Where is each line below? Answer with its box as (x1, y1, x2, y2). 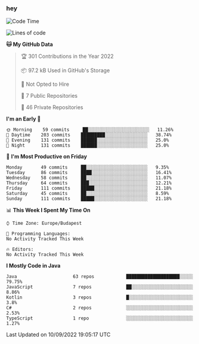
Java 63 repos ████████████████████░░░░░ (6, 274, 194, 280)
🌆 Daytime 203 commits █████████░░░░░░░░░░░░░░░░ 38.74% (6, 132, 172, 138)
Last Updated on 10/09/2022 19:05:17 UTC (6, 331, 111, 338)
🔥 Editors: (6, 246, 34, 253)
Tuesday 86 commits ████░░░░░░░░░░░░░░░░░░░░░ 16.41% (6, 170, 172, 176)
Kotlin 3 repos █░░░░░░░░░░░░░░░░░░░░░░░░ (6, 295, 194, 300)
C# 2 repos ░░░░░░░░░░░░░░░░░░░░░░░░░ (6, 305, 194, 311)
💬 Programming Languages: (6, 231, 70, 237)
